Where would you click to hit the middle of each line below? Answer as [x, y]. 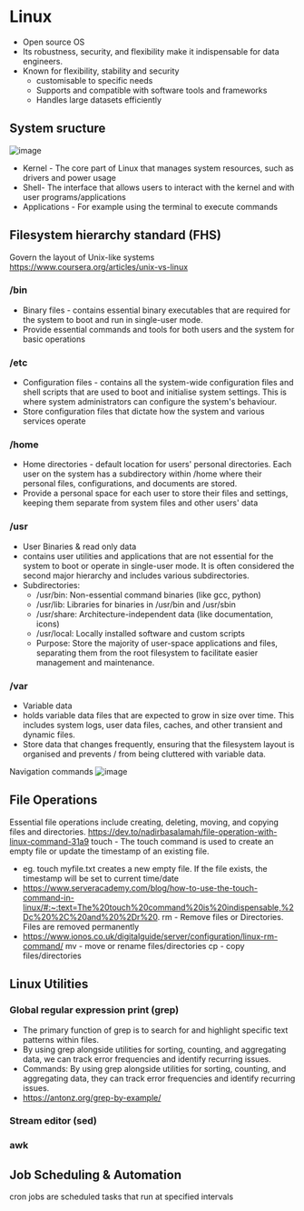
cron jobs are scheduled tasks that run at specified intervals [122, 1196]
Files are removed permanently [81, 926]
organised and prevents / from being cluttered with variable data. [144, 754]
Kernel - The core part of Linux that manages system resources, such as [158, 168]
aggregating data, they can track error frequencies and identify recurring [159, 1078]
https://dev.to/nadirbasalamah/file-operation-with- [182, 831]
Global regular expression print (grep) [94, 1010]
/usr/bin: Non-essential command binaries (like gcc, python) [148, 595]
